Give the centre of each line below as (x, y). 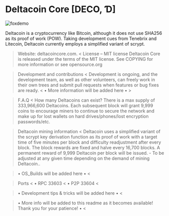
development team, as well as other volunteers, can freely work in (86, 79)
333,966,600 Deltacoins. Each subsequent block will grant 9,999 (85, 105)
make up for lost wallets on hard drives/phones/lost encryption (83, 116)
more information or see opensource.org (60, 64)
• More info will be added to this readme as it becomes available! (85, 203)
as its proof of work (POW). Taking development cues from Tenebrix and (81, 38)
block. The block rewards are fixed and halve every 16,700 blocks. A (89, 147)
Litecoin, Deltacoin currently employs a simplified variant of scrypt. (75, 44)
